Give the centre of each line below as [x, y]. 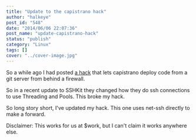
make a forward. [26, 114]
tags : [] [17, 50]
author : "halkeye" [29, 17]
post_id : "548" [25, 22]
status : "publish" [29, 39]
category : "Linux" [29, 45]
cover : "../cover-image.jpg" [42, 56]
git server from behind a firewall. [46, 79]
